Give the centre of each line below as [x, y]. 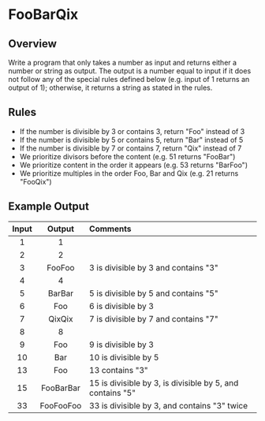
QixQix [61, 319]
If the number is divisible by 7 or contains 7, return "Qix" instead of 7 [131, 148]
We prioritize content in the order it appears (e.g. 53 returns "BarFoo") [134, 165]
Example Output [49, 207]
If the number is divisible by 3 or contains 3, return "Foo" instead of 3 [132, 131]
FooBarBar [60, 388]
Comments [110, 229]
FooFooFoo [61, 405]
